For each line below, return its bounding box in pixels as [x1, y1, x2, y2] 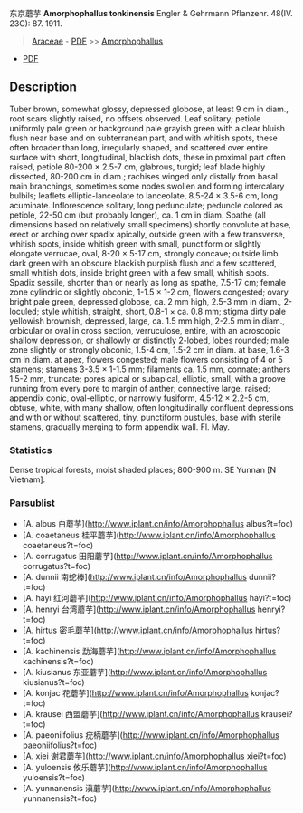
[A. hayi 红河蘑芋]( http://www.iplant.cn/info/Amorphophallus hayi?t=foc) [22, 593, 292, 604]
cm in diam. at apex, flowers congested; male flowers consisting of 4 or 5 [9, 353, 283, 364]
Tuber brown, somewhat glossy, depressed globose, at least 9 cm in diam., [9, 103, 289, 114]
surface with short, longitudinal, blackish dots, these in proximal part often [9, 151, 287, 162]
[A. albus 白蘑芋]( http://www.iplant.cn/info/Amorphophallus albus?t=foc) [22, 518, 294, 529]
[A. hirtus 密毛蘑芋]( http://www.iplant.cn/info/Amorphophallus [22, 624, 253, 636]
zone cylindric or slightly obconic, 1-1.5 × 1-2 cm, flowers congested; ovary [9, 286, 289, 297]
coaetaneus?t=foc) [22, 540, 94, 551]
